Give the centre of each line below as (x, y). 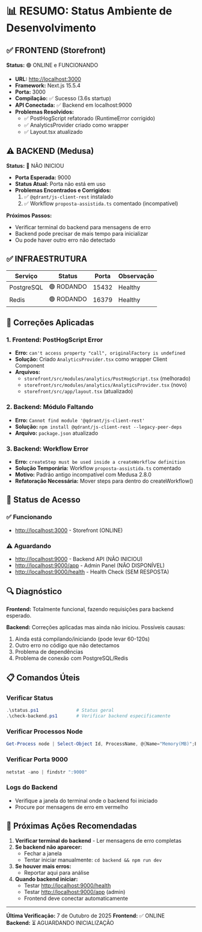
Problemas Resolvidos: (44, 112)
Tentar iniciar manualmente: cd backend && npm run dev (93, 860)
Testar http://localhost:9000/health (67, 885)
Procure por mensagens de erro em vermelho (71, 807)
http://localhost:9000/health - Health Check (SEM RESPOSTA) (92, 572)
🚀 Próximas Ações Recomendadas (72, 826)
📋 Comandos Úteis (43, 678)
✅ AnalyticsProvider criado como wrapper (76, 125)
